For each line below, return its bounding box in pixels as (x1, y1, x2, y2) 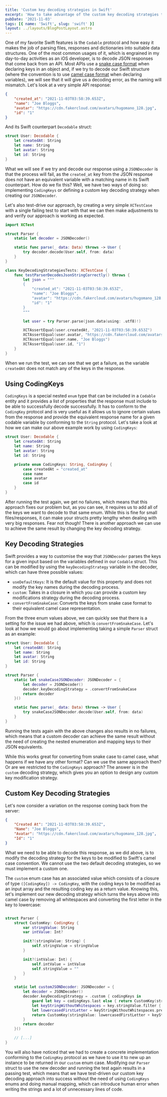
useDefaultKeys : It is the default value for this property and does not (12, 579, 152, 585)
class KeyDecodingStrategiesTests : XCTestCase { (5, 268, 108, 273)
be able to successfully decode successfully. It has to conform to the (5, 403, 147, 409)
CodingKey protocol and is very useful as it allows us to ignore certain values (5, 409, 161, 415)
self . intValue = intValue (31, 962, 85, 967)
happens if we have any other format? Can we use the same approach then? (5, 758, 162, 764)
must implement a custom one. (5, 865, 69, 871)
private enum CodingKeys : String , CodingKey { (14, 462, 112, 467)
